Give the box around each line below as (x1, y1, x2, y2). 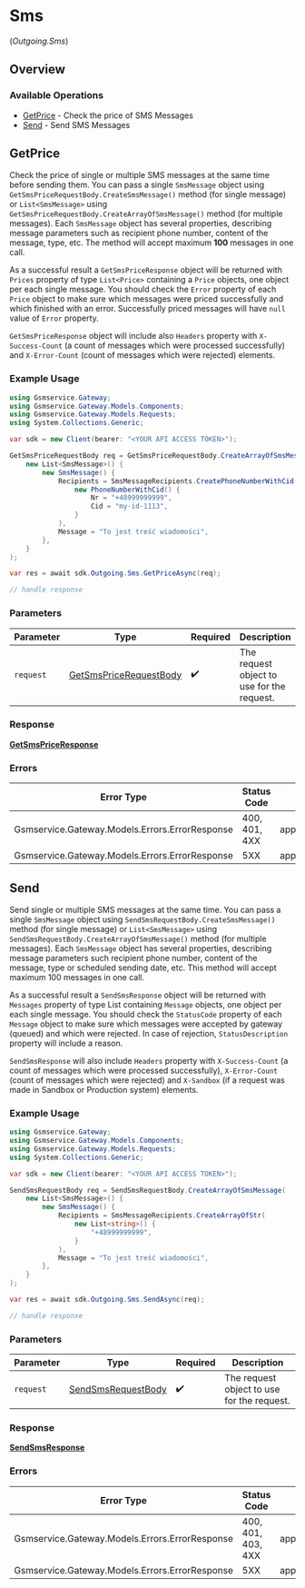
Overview (9, 62, 66, 77)
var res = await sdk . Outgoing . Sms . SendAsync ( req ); (9, 1295, 205, 1305)
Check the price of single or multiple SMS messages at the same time (9, 170, 271, 181)
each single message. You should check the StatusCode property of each (9, 1008, 282, 1019)
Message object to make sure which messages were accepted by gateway (9, 1018, 283, 1029)
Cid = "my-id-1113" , (90, 501, 169, 511)
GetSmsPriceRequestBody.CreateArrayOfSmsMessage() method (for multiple (9, 208, 283, 219)
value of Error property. (9, 313, 100, 323)
